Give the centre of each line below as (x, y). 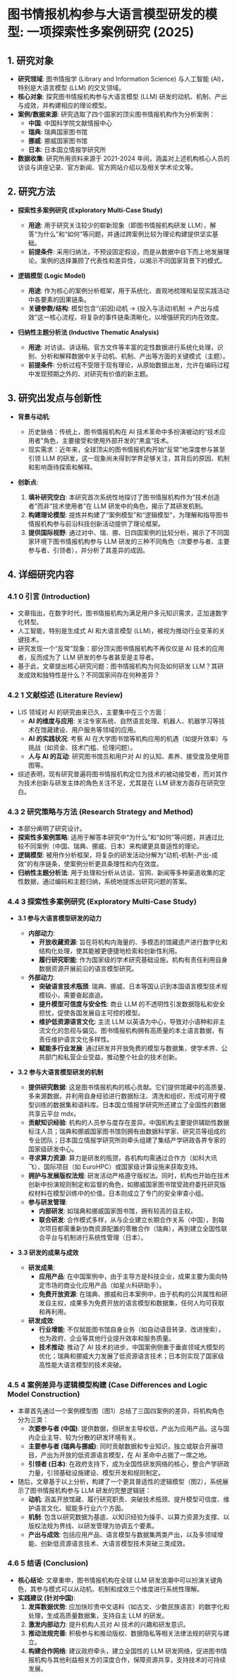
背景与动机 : (34, 416)
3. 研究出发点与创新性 (55, 398)
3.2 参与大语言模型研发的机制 (60, 1072)
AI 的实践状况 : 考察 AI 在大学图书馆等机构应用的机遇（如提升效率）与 (128, 738)
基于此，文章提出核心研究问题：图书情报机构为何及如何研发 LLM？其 (117, 667)
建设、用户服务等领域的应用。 (96, 729)
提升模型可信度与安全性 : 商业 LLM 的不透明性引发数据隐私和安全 (132, 1004)
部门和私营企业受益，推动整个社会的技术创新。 (113, 1057)
